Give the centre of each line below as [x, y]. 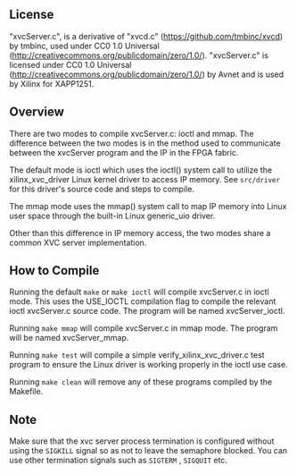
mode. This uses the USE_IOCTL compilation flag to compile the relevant [143, 301]
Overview [37, 112]
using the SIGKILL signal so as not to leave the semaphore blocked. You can [148, 451]
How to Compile [54, 271]
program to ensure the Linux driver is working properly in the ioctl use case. [148, 365]
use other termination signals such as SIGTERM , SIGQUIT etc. [118, 461]
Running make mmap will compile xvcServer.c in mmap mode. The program [144, 328]
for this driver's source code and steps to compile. [102, 189]
